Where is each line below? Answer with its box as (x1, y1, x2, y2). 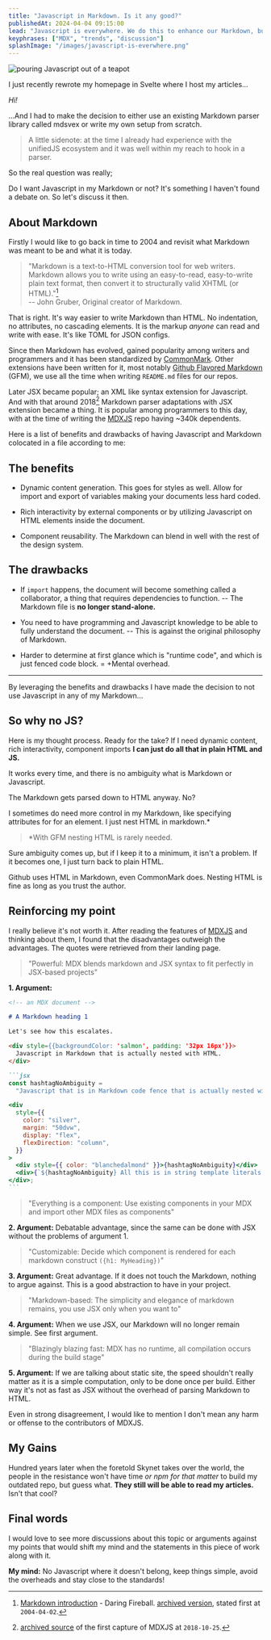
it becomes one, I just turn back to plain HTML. (8, 857, 164, 866)
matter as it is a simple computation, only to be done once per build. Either (8, 1376, 256, 1386)
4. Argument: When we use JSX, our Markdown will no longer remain (8, 1319, 240, 1329)
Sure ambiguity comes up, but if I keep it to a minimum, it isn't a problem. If (8, 848, 258, 858)
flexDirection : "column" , (23, 1139, 110, 1147)
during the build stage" (27, 1352, 105, 1361)
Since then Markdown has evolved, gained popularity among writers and (8, 345, 250, 355)
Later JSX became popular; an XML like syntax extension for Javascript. (8, 387, 248, 396)
